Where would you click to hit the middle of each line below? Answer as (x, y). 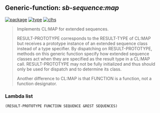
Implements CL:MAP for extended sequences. (63, 29)
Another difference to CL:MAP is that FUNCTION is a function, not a (84, 78)
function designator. (37, 84)
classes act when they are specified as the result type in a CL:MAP (83, 59)
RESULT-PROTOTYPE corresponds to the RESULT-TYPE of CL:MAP (84, 38)
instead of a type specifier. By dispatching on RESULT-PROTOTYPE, (84, 48)
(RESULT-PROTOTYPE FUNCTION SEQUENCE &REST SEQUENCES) (61, 106)
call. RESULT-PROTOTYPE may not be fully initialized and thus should (86, 64)
